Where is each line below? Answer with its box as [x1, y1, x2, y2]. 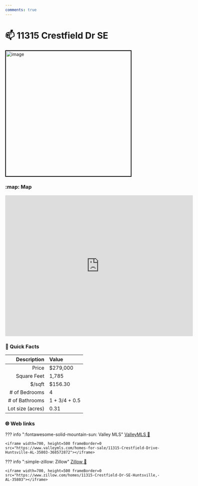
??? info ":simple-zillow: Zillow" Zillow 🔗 [5, 459, 87, 465]
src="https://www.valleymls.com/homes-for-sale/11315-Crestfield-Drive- [5, 445, 160, 451]
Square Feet [15, 373, 44, 380]
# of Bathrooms [8, 397, 44, 404]
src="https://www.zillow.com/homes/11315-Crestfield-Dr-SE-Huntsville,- [5, 473, 160, 478]
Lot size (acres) [7, 405, 44, 412]
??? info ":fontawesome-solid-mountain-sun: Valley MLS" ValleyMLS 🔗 [5, 431, 150, 437]
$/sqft [29, 381, 44, 388]
